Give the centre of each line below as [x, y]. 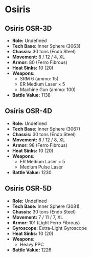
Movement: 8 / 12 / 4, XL [38, 57]
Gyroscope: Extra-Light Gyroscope [50, 228]
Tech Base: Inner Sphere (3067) [46, 128]
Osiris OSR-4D [28, 111]
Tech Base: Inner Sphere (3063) [46, 46]
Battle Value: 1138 [31, 95]
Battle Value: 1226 [32, 250]
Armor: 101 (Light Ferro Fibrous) [46, 222]
